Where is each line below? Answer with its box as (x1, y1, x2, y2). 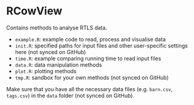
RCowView (6, 4, 63, 18)
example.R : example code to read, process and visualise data (14, 35, 166, 43)
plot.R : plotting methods (14, 67, 77, 74)
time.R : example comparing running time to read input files (14, 55, 161, 62)
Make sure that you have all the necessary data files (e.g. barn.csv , (6, 85, 173, 92)
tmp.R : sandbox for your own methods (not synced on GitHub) (14, 74, 169, 81)
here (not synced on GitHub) (14, 48, 86, 55)
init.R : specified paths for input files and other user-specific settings (14, 42, 188, 49)
